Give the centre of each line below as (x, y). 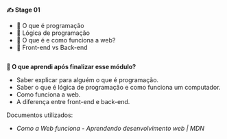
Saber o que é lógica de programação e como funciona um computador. (118, 87)
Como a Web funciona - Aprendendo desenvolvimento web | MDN (110, 128)
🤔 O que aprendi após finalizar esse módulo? (71, 67)
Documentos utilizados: (40, 115)
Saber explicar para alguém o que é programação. (87, 80)
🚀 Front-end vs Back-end (52, 47)
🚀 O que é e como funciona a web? (66, 40)
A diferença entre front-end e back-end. (73, 102)
